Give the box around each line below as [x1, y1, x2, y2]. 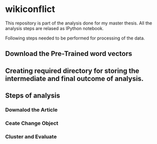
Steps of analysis [5, 91, 60, 100]
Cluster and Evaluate [5, 133, 57, 140]
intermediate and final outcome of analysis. [5, 74, 144, 83]
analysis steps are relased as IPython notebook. [5, 25, 104, 31]
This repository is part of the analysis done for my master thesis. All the [5, 20, 152, 26]
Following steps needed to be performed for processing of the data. [5, 35, 145, 41]
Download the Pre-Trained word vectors [5, 49, 132, 58]
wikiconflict [5, 3, 55, 15]
